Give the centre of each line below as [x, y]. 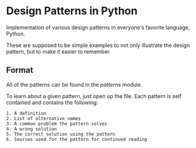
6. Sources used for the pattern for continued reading [77, 139]
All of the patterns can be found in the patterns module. [74, 84]
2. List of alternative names [44, 118]
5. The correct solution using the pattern [61, 134]
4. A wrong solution [32, 129]
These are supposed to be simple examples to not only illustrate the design [98, 45]
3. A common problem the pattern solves [57, 124]
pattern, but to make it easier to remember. [59, 51]
